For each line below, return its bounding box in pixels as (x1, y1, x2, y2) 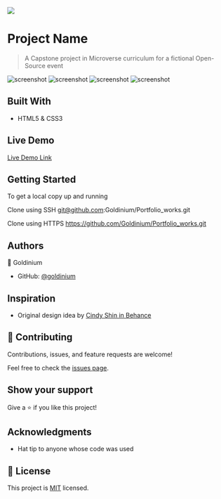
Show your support (7, 384, 93, 396)
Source (24, 61, 46, 70)
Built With (7, 96, 51, 108)
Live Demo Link (7, 153, 53, 162)
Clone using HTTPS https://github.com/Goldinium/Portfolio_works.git (7, 219, 207, 228)
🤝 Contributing (7, 331, 73, 344)
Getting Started (7, 173, 76, 186)
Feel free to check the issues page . (7, 363, 109, 372)
